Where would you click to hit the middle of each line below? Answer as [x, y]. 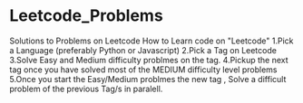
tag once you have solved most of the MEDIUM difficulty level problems [143, 70]
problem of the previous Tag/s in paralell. [86, 89]
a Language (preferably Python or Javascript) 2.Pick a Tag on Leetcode [143, 50]
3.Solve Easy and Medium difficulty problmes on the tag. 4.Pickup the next [149, 60]
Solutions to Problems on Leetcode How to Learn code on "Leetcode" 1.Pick [151, 41]
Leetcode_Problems [86, 16]
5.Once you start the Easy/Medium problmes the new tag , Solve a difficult [148, 79]
